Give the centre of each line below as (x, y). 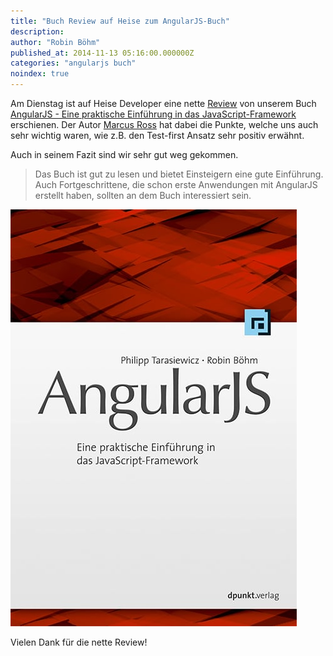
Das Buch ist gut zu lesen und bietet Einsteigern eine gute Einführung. (179, 174)
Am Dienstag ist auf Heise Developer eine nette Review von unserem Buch (163, 103)
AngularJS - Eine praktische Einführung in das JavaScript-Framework (153, 114)
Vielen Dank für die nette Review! (79, 642)
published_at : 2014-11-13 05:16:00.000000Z (102, 53)
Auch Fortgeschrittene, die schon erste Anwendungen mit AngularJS (176, 184)
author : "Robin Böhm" (55, 42)
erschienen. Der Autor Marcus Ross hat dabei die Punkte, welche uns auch (164, 124)
